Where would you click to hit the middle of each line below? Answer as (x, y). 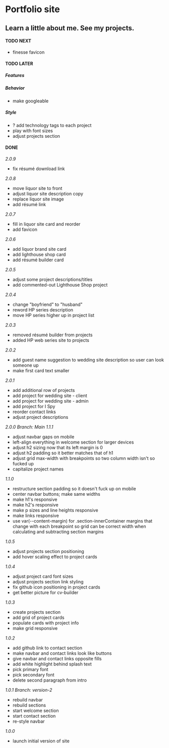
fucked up (23, 463)
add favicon (25, 229)
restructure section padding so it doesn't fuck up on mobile (74, 488)
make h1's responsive (35, 499)
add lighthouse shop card (39, 254)
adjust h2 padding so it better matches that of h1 (63, 453)
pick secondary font (33, 675)
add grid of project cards (38, 617)
